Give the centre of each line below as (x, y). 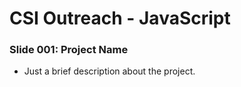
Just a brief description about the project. (109, 71)
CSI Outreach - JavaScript (120, 18)
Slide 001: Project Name (69, 50)
